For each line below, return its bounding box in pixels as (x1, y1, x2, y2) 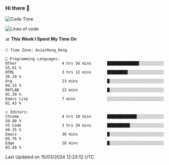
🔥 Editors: (5, 110, 29, 115)
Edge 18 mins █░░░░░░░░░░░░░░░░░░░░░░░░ (5, 141, 164, 146)
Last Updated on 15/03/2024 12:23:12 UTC (5, 154, 94, 160)
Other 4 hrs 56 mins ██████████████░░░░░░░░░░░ (5, 61, 164, 66)
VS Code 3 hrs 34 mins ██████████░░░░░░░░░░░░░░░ (5, 123, 164, 128)
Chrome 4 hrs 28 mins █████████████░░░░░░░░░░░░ (5, 114, 164, 119)
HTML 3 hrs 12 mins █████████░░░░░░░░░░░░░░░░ (5, 70, 164, 75)
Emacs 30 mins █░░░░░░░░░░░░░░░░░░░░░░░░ (5, 132, 164, 137)
